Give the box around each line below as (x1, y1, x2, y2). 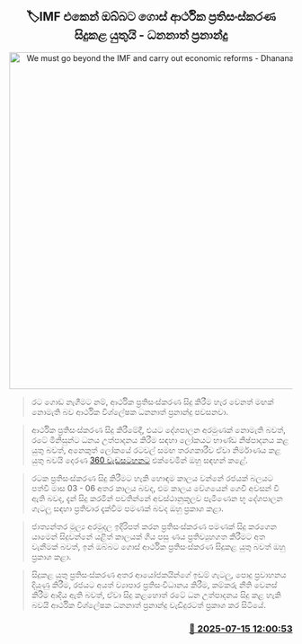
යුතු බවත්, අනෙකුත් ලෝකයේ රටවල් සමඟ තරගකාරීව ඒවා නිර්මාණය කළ (31, 445, 281, 455)
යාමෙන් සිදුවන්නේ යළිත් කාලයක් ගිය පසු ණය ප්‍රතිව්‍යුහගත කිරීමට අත (31, 531, 266, 542)
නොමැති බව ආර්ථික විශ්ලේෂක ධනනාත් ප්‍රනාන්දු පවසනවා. (31, 406, 229, 417)
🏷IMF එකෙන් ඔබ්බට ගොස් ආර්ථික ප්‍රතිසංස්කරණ (25, 9, 277, 24)
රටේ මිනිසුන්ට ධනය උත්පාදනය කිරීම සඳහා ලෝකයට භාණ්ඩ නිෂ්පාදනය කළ (31, 434, 289, 445)
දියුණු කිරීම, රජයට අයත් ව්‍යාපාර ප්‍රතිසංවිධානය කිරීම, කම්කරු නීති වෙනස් (31, 579, 278, 590)
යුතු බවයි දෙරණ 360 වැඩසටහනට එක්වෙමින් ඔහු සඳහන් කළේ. (31, 454, 249, 465)
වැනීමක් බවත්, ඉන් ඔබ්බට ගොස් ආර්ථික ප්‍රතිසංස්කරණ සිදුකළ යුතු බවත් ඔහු (31, 541, 286, 551)
